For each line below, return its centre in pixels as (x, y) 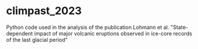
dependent (20, 33)
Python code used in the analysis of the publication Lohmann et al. (88, 27)
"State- (179, 27)
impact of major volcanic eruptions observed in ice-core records (113, 33)
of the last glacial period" (37, 40)
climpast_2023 (44, 11)
